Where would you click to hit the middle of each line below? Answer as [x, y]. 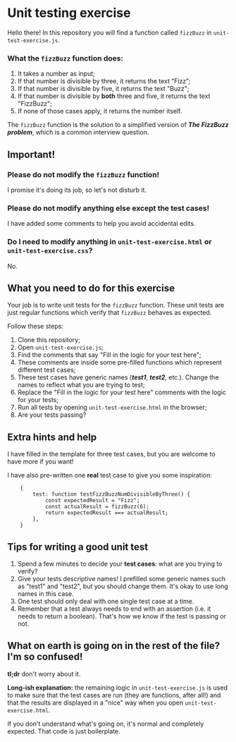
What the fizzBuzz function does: [65, 58]
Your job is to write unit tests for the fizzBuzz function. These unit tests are [116, 305]
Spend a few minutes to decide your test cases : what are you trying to [120, 564]
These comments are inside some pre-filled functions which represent [119, 363]
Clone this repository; [49, 340]
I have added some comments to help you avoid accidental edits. [101, 224]
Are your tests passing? [52, 415]
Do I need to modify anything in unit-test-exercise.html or [110, 242]
